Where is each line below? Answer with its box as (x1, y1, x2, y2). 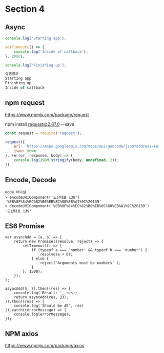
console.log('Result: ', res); (14, 290, 78, 296)
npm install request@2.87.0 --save (5, 121, 75, 127)
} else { (31, 256, 49, 261)
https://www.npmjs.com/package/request (5, 112, 89, 118)
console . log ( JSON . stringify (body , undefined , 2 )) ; (14, 158, 119, 163)
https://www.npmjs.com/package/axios (5, 343, 84, 349)
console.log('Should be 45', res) (14, 304, 84, 308)
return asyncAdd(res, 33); (14, 295, 69, 300)
